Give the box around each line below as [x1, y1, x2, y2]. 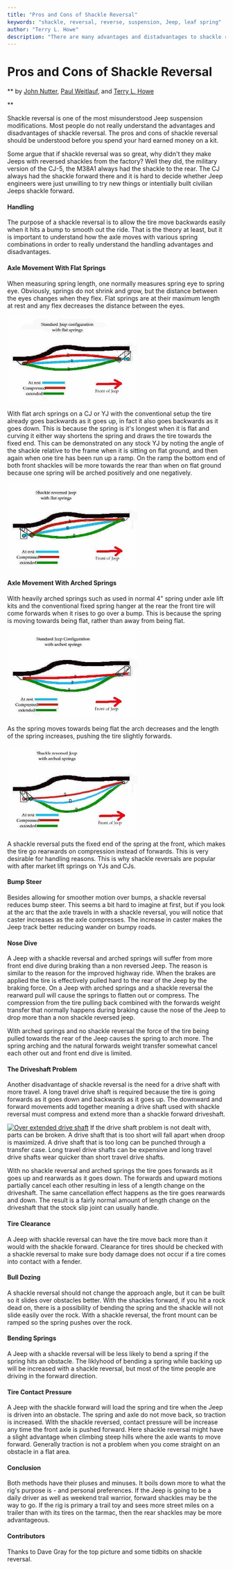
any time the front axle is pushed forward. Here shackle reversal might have [7, 1426, 224, 1434]
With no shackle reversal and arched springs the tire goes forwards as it [7, 1167, 213, 1175]
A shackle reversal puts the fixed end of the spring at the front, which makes [7, 839, 226, 848]
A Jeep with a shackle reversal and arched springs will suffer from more [7, 954, 213, 963]
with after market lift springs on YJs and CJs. [7, 862, 136, 870]
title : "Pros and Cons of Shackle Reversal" [7, 11, 138, 18]
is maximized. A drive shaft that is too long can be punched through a [7, 1138, 206, 1146]
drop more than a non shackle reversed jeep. [7, 1014, 135, 1022]
